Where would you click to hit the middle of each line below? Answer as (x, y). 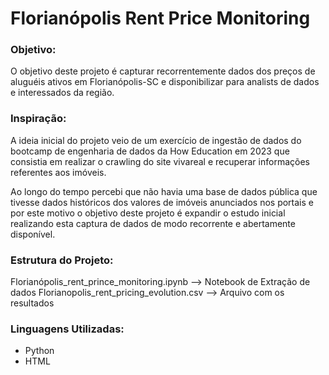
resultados (32, 303)
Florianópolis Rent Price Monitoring (160, 18)
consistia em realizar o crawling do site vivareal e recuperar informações (160, 161)
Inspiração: (38, 119)
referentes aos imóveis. (58, 172)
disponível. (33, 234)
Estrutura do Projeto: (62, 260)
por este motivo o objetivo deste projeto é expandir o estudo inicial (148, 213)
